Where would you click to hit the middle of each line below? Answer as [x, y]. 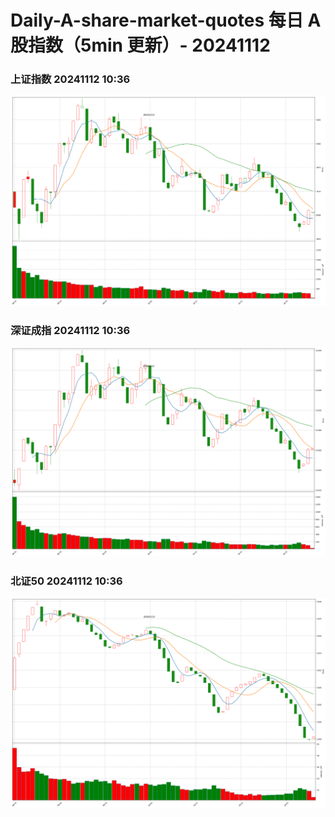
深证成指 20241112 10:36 [70, 330]
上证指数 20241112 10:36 [70, 79]
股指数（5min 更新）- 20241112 [140, 45]
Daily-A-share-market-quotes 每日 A [166, 20]
